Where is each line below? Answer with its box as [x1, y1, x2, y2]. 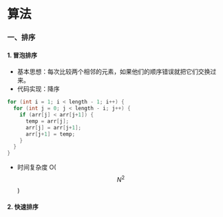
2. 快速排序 [7, 203, 39, 211]
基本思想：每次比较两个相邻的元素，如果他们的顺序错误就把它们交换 [17, 68, 211, 76]
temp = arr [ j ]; [25, 118, 70, 125]
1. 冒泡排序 [7, 51, 38, 59]
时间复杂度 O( [17, 163, 56, 172]
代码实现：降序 [17, 85, 60, 93]
